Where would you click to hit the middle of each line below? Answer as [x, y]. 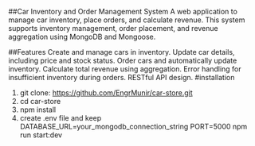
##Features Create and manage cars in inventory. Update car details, [122, 52]
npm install [38, 109]
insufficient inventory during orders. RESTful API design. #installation [122, 77]
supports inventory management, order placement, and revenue [113, 28]
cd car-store [40, 101]
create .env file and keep [61, 118]
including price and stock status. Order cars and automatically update [123, 60]
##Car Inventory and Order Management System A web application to [123, 12]
